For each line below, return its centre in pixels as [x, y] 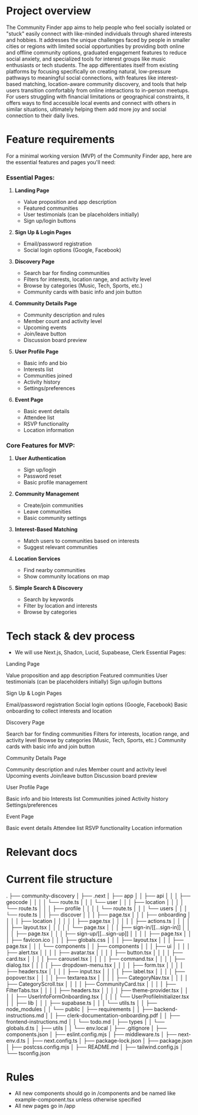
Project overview [49, 11]
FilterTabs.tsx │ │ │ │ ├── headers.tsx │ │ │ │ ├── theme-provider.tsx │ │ [97, 990]
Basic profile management [55, 483]
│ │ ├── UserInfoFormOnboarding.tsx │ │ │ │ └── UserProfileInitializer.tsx [98, 996]
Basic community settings [55, 518]
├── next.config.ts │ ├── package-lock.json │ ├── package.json [112, 1040]
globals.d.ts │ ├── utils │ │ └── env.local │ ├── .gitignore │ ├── [87, 1028]
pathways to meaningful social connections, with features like [81, 78]
